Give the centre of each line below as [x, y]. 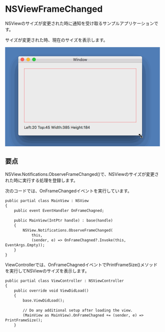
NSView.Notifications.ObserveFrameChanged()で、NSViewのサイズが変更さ [82, 174]
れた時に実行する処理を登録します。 [41, 180]
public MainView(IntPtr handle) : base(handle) [63, 220]
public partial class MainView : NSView [47, 200]
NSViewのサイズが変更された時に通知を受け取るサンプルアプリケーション [80, 23]
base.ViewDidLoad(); [44, 300]
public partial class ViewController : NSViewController [65, 281]
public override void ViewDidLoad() [52, 291]
